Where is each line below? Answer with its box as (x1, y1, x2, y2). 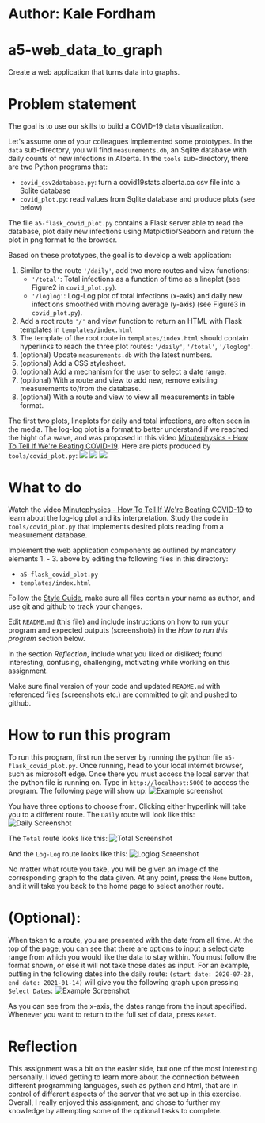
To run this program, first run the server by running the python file (8, 752, 223, 762)
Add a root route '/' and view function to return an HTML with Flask (19, 317, 243, 326)
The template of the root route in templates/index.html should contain (19, 333, 249, 343)
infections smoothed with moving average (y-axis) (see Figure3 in (31, 299, 247, 310)
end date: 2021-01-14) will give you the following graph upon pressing (8, 977, 239, 986)
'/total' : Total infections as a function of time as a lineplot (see (31, 275, 240, 284)
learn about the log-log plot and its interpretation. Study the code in (8, 513, 229, 522)
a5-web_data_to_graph (8, 41, 164, 60)
